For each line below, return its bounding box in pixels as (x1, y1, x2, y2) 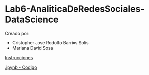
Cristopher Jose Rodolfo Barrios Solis (12, 39, 89, 45)
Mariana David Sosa (12, 45, 53, 51)
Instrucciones (5, 54, 33, 60)
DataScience (5, 14, 59, 25)
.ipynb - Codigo (5, 64, 37, 70)
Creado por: (5, 30, 30, 36)
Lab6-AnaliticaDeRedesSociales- (5, 3, 145, 15)
